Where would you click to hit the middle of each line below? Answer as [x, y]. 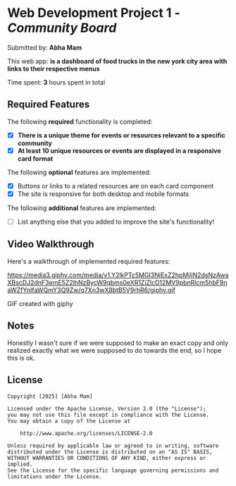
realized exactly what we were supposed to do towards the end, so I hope [114, 350]
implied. [20, 464]
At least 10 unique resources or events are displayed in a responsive [119, 150]
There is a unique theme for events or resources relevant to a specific [121, 135]
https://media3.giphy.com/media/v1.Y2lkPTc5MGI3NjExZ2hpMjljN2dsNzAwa [118, 275]
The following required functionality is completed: [80, 121]
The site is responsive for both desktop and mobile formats [103, 194]
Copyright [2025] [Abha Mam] [50, 396]
